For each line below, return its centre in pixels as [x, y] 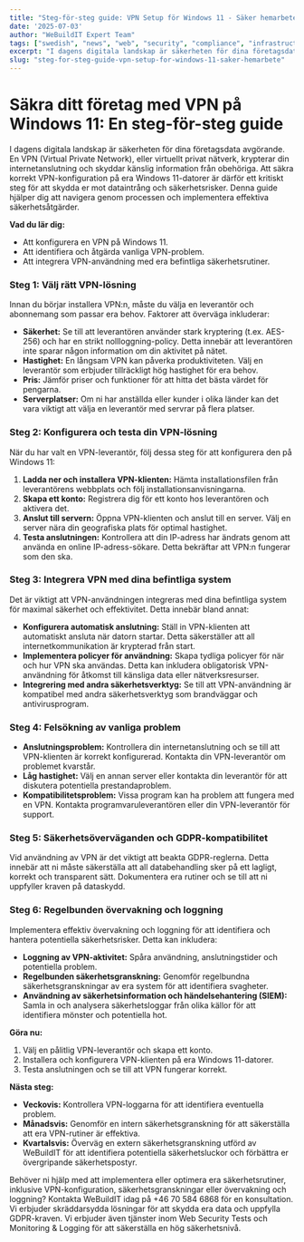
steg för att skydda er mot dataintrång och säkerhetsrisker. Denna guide [143, 188]
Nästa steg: [32, 1087]
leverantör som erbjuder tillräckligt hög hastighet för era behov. [140, 370]
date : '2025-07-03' [46, 26]
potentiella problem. [60, 966]
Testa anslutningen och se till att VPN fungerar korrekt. [125, 1069]
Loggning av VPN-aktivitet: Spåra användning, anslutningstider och [150, 956]
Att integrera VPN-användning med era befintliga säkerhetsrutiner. [146, 261]
